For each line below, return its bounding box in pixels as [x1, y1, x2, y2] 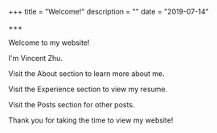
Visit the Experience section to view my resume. [8, 84, 168, 94]
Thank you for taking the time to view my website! [8, 115, 174, 125]
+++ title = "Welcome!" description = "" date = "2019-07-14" [8, 7, 209, 16]
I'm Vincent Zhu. [8, 54, 63, 62]
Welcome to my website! [8, 38, 90, 47]
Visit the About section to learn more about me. [8, 69, 165, 79]
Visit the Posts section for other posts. [8, 100, 135, 109]
